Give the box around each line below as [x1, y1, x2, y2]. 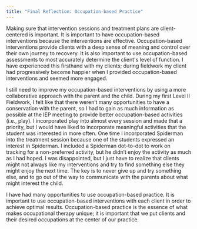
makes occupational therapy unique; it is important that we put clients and [6, 210, 186, 217]
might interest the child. [6, 180, 64, 187]
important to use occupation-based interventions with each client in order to [6, 197, 191, 204]
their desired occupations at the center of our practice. [6, 215, 139, 223]
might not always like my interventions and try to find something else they [6, 161, 185, 168]
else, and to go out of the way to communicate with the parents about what [6, 173, 188, 180]
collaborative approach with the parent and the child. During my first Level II [6, 92, 190, 99]
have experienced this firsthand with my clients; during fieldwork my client [6, 62, 187, 69]
